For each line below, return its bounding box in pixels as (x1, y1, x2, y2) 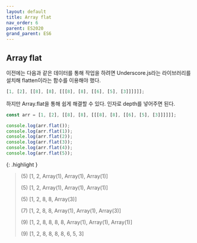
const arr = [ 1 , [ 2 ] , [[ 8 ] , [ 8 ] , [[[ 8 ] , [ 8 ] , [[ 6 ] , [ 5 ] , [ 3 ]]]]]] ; (6, 112, 177, 118)
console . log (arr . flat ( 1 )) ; (6, 128, 73, 134)
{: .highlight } (6, 161, 38, 168)
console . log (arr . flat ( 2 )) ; (6, 134, 73, 140)
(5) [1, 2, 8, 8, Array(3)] (20, 195, 77, 203)
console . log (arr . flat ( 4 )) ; (6, 145, 73, 151)
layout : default (6, 8, 46, 15)
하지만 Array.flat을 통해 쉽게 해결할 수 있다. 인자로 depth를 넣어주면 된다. (6, 100, 176, 107)
